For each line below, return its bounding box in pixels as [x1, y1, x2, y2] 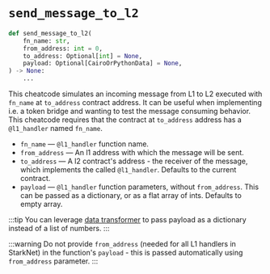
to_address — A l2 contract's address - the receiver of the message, [19, 156, 248, 167]
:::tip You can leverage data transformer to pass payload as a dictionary [8, 215, 247, 225]
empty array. [19, 200, 63, 209]
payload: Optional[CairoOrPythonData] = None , [23, 59, 183, 68]
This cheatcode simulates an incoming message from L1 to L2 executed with [8, 89, 263, 99]
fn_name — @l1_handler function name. [19, 139, 150, 149]
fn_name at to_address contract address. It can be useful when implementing [8, 98, 263, 107]
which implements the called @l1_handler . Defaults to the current [19, 165, 237, 175]
